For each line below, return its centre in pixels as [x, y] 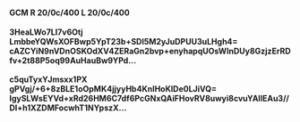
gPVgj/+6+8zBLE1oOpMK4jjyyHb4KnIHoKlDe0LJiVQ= [113, 89]
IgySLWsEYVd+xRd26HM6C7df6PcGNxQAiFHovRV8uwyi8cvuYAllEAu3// [149, 99]
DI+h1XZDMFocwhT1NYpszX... [68, 108]
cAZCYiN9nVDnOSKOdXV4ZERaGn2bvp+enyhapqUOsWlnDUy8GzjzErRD [150, 51]
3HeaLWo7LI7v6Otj [46, 32]
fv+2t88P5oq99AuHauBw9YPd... [73, 61]
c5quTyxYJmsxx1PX [48, 79]
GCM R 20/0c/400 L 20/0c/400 [69, 12]
